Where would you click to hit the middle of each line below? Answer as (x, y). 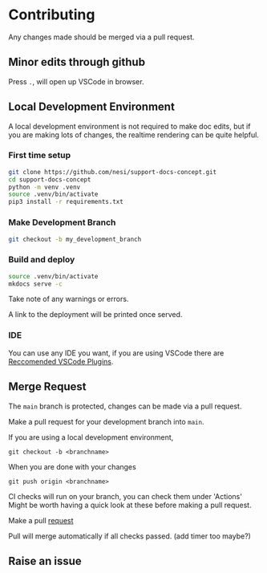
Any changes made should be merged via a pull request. (101, 37)
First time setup (40, 156)
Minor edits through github (77, 62)
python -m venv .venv (44, 187)
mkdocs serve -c (35, 284)
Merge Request (47, 387)
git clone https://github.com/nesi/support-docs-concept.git (113, 172)
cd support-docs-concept (50, 179)
